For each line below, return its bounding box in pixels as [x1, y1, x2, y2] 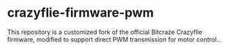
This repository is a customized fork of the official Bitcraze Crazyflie [7, 28, 203, 36]
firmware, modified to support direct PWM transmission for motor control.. [7, 35, 221, 43]
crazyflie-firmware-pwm [7, 5, 155, 21]
